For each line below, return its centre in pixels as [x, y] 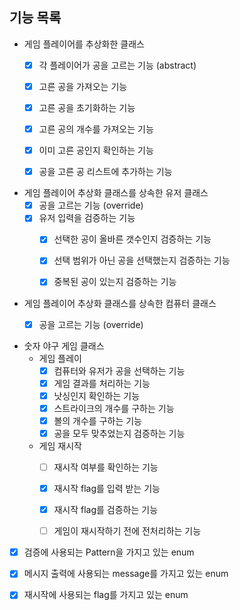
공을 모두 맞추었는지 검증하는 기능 [119, 433]
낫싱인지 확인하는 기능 [97, 395]
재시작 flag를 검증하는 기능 [106, 510]
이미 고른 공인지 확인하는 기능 [96, 150]
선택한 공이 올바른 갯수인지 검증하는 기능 [132, 239]
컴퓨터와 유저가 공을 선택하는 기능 [119, 370]
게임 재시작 [60, 445]
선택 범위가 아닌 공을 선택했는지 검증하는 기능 [142, 260]
